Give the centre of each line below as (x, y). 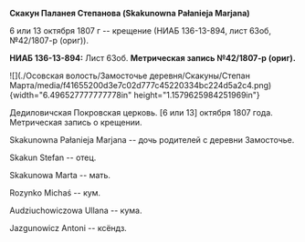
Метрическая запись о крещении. (76, 122)
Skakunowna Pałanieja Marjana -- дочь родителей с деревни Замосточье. (152, 140)
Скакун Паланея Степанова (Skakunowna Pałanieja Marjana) (130, 13)
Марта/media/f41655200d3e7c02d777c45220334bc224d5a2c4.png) (141, 85)
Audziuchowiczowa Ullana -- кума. (76, 210)
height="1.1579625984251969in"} (197, 95)
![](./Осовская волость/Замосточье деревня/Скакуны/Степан (130, 76)
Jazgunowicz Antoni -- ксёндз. (68, 228)
